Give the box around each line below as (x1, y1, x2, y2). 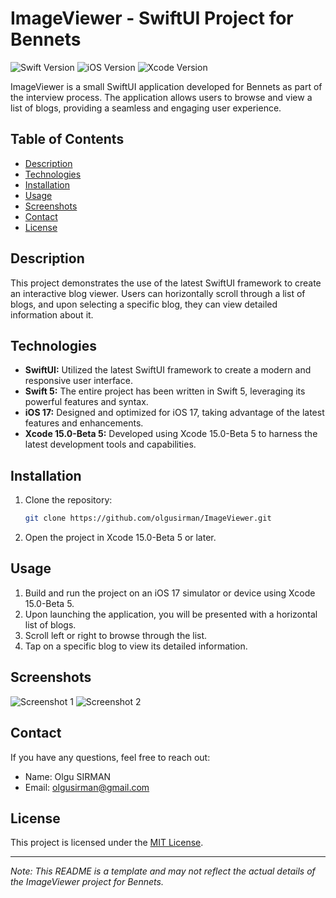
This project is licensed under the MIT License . (10, 837, 204, 849)
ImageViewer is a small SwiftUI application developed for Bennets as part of (10, 80, 323, 92)
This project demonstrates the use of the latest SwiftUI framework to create (10, 277, 322, 289)
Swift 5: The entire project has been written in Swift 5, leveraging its (24, 385, 306, 397)
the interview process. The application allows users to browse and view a (10, 91, 313, 103)
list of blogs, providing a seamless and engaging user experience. (10, 102, 282, 114)
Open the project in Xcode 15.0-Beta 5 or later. (24, 532, 217, 544)
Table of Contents (10, 131, 125, 148)
